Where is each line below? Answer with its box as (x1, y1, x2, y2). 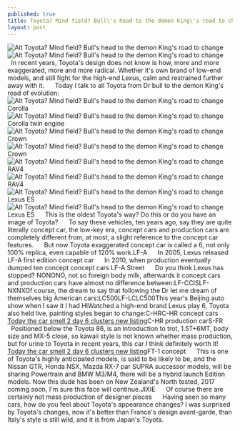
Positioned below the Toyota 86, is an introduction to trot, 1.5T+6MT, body (10, 325, 229, 333)
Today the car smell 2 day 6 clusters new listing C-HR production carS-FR (7, 317, 224, 325)
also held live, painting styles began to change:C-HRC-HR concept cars (7, 309, 219, 318)
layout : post (7, 24, 46, 31)
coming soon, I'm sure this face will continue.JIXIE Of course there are (7, 385, 224, 394)
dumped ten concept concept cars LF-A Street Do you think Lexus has (7, 264, 224, 272)
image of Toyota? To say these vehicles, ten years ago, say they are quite (7, 218, 232, 227)
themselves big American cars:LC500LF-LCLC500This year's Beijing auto (7, 294, 225, 302)
